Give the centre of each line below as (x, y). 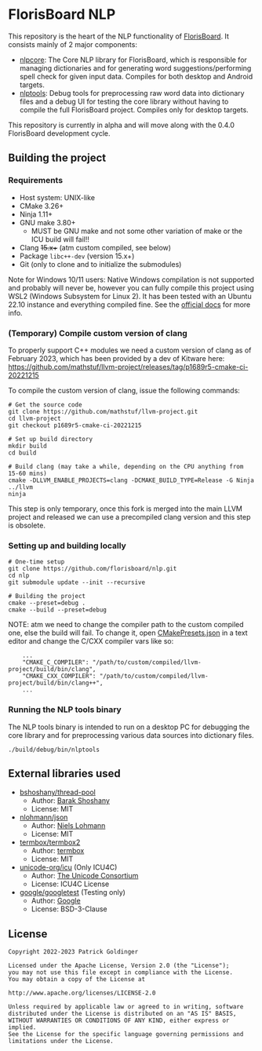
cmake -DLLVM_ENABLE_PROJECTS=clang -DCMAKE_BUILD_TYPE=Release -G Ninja (131, 480)
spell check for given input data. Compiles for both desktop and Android (136, 76)
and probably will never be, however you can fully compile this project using (131, 287)
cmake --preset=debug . (47, 603)
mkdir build (27, 446)
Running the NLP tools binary (65, 710)
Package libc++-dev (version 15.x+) (77, 256)
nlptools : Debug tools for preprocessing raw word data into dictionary (132, 93)
